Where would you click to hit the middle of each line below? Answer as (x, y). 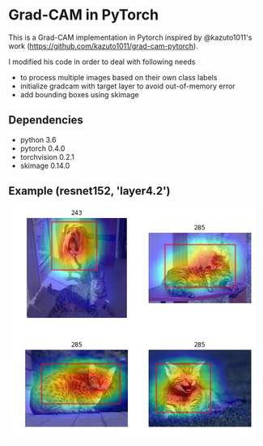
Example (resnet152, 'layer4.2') (89, 191)
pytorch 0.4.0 (42, 148)
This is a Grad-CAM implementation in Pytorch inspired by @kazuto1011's (130, 37)
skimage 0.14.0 (45, 165)
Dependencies (46, 120)
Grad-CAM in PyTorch (84, 15)
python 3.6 (38, 139)
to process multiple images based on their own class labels (119, 77)
